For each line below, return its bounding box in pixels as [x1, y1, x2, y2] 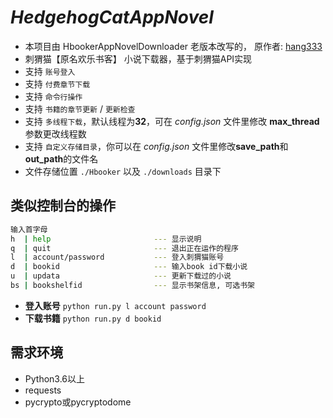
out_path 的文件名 [24, 152, 99, 165]
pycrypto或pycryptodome [24, 396, 132, 408]
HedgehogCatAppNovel [10, 6, 214, 29]
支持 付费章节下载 [24, 77, 91, 90]
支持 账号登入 [24, 65, 76, 77]
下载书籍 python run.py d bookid [24, 312, 162, 324]
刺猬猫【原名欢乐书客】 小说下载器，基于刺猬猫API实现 [24, 52, 253, 65]
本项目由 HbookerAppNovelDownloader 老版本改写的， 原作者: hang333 [24, 40, 323, 52]
